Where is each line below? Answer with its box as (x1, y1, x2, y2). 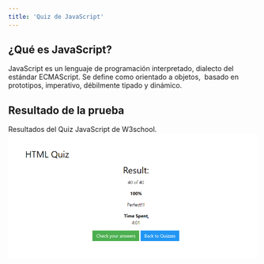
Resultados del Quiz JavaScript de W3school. (8, 125, 157, 134)
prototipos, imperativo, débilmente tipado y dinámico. (8, 81, 183, 90)
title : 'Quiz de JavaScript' (8, 13, 104, 21)
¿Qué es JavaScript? (8, 43, 112, 57)
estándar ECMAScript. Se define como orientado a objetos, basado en (8, 72, 239, 82)
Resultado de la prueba (8, 104, 125, 117)
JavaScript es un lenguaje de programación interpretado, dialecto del (8, 64, 234, 74)
